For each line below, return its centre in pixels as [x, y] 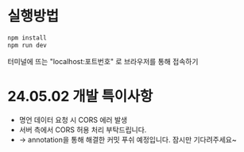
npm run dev [27, 45]
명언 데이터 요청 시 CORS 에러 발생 [73, 120]
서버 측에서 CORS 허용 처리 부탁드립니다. [83, 129]
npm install [27, 38]
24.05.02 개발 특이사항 [80, 96]
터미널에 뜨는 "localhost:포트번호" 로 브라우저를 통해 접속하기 [103, 61]
